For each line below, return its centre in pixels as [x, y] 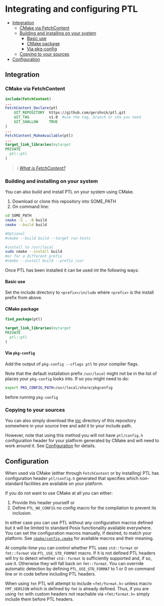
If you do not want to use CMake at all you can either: [59, 493]
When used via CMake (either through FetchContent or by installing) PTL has [82, 473]
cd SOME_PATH [18, 216]
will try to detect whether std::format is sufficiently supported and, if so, [78, 558]
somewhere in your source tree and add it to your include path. [69, 426]
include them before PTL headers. [39, 599]
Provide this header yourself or [43, 503]
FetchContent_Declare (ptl [31, 108]
